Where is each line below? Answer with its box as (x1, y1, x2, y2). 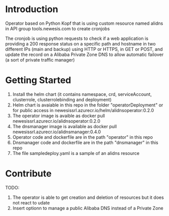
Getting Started (5, 75, 72, 86)
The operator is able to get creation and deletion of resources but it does (12, 194, 164, 200)
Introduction (5, 4, 59, 15)
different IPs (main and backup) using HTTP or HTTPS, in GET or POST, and (5, 46, 163, 52)
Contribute (5, 168, 52, 180)
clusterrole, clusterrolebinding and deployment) (12, 96, 112, 102)
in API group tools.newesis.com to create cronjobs (5, 25, 110, 31)
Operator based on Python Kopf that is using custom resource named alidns (5, 20, 163, 26)
